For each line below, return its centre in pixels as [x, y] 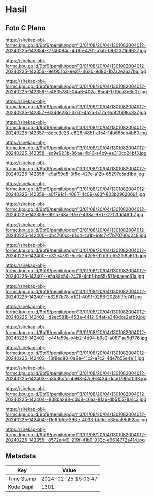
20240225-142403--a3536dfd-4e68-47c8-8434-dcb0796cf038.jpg [76, 379]
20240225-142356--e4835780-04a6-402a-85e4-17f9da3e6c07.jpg [76, 92]
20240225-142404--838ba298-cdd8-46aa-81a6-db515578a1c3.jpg [76, 399]
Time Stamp [22, 479]
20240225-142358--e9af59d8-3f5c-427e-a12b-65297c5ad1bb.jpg [75, 174]
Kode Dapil [21, 487]
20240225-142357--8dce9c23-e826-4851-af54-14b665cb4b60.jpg [76, 133]
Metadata [21, 456]
